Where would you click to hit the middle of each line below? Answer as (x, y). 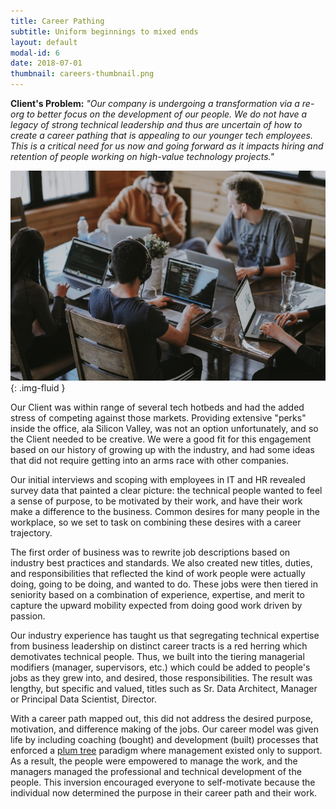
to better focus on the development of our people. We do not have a (167, 114)
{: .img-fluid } (38, 388)
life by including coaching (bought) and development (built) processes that (164, 740)
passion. (28, 616)
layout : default (44, 42)
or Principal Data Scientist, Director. (83, 699)
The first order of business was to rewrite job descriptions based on (150, 552)
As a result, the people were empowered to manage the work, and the (154, 761)
